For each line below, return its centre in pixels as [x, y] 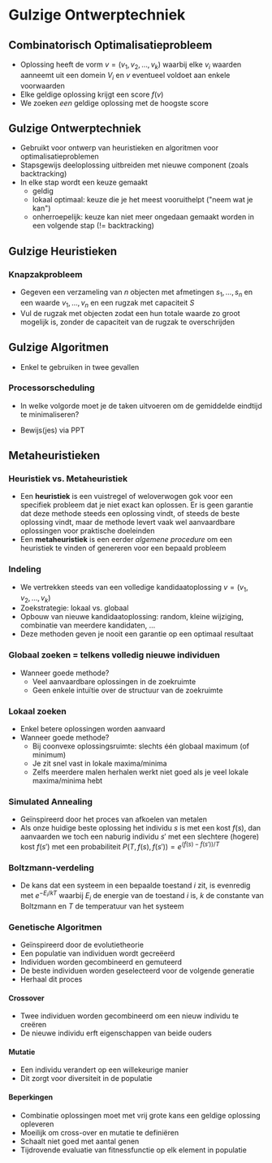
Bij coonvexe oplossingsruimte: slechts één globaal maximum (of [141, 746]
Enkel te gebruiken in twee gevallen [80, 367]
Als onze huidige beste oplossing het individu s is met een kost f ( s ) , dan [140, 828]
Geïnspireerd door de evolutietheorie [82, 944]
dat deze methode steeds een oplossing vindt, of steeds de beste [130, 514]
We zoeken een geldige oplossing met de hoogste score [114, 102]
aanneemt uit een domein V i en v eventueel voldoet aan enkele [125, 76]
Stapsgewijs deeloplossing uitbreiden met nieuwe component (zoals [134, 165]
